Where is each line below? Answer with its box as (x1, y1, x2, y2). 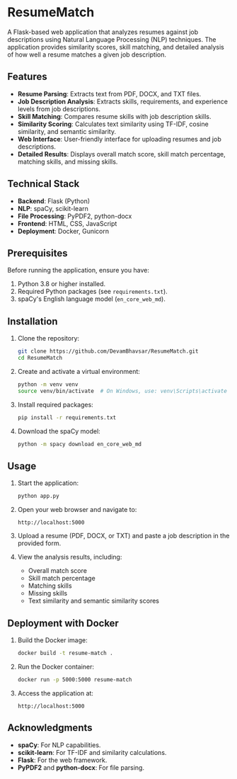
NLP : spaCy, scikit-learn (17, 204, 88, 212)
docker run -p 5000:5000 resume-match (17, 676, 132, 683)
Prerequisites (7, 247, 68, 259)
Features (7, 71, 47, 83)
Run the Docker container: (17, 662, 94, 671)
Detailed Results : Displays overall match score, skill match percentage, (17, 149, 226, 158)
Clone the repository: (17, 334, 80, 343)
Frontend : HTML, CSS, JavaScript (17, 219, 117, 227)
